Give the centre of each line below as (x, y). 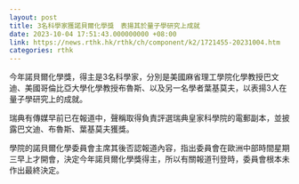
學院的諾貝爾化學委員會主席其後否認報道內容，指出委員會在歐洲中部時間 (141, 148)
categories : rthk (41, 51)
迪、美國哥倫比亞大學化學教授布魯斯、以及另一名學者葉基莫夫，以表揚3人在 (148, 88)
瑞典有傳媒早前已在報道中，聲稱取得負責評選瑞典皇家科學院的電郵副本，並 (145, 118)
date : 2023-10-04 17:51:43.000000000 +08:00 (93, 34)
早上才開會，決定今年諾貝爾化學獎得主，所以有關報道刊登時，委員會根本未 (153, 159)
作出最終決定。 (36, 171)
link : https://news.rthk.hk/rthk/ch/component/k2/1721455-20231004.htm (145, 42)
